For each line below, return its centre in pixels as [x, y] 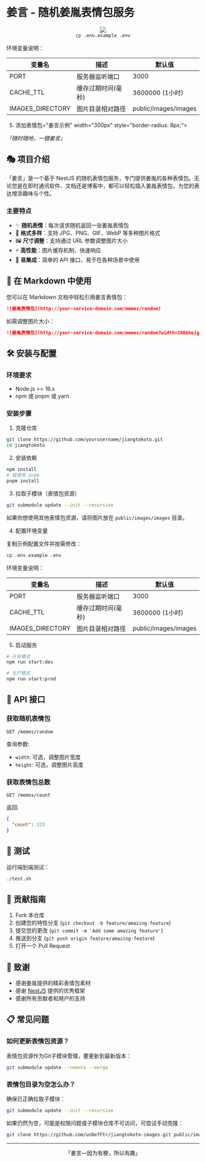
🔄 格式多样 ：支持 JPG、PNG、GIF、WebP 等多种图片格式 [88, 233]
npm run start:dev [30, 662]
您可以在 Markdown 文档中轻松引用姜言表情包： [67, 297]
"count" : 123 [29, 824]
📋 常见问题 [28, 1020]
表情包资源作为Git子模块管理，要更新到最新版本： [69, 1056]
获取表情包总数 [29, 782]
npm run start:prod [31, 679]
